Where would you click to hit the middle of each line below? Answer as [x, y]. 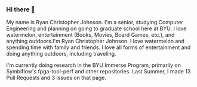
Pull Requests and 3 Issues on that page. [56, 78]
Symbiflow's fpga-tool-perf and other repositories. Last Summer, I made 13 [98, 72]
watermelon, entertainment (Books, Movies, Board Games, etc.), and [90, 35]
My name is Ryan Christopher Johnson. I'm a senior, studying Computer [95, 22]
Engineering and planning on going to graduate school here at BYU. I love [96, 28]
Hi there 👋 [21, 9]
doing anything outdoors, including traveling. [61, 54]
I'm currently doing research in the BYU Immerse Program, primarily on [93, 65]
